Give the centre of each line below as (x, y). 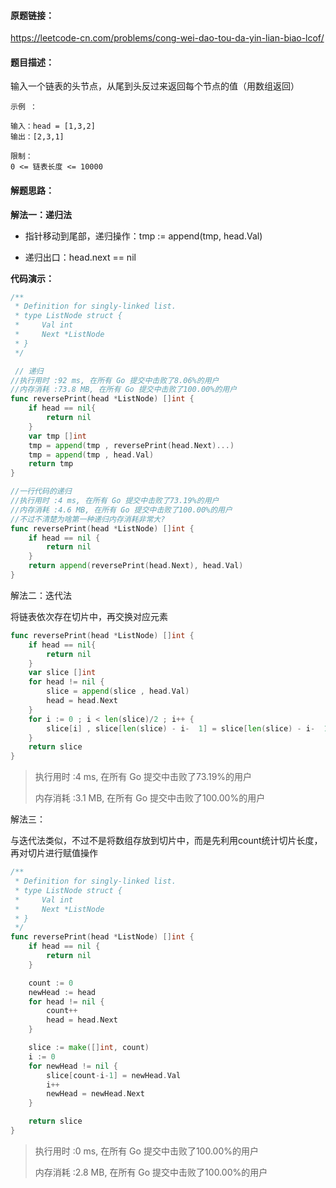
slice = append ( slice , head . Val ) (118, 691)
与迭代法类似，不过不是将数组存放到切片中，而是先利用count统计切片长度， (166, 841)
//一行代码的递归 (41, 491)
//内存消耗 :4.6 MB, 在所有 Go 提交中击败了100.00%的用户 (121, 510)
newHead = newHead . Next (95, 1094)
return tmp (51, 464)
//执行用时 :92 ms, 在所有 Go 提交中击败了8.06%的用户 (115, 380)
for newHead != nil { (73, 1066)
